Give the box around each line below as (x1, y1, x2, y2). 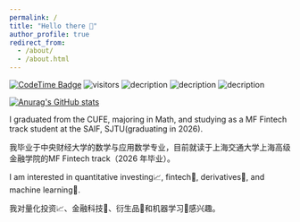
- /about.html (17, 55, 70, 64)
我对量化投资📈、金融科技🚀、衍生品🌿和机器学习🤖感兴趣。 (9, 203, 221, 213)
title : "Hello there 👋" (9, 21, 98, 30)
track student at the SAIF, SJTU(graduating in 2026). (9, 124, 204, 134)
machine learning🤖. (9, 184, 80, 195)
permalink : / (9, 13, 58, 22)
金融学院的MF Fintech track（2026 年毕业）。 (9, 153, 176, 164)
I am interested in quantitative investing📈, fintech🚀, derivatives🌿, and (9, 172, 265, 182)
